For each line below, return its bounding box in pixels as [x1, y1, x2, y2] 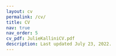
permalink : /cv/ [6, 14, 46, 20]
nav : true [6, 24, 31, 31]
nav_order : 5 [6, 30, 38, 36]
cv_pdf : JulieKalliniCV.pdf [6, 36, 75, 41]
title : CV [6, 19, 31, 25]
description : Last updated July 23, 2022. [6, 41, 112, 47]
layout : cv [6, 8, 33, 15]
